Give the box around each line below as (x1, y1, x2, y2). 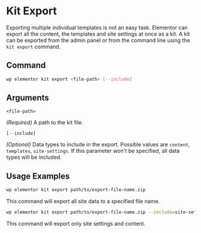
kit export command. (6, 43, 61, 50)
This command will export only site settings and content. (6, 220, 145, 227)
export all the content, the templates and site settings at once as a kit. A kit (6, 30, 190, 37)
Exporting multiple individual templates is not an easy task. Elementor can (6, 24, 188, 31)
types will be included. (6, 154, 62, 161)
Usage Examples (6, 171, 70, 181)
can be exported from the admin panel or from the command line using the (6, 36, 190, 44)
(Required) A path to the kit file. (6, 119, 84, 126)
